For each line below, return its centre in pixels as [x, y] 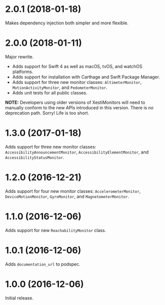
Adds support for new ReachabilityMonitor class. [56, 230]
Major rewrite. [19, 57]
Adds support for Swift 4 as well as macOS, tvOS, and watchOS [77, 66]
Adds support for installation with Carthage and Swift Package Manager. [86, 77]
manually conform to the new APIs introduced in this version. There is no [79, 107]
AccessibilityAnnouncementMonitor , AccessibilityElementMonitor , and [77, 152]
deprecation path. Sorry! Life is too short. [47, 113]
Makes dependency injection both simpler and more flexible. [67, 23]
